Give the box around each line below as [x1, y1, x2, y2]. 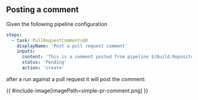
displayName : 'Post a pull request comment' [16, 43, 128, 49]
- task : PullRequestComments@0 [11, 37, 88, 43]
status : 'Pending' [21, 59, 67, 66]
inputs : [16, 49, 35, 54]
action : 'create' [21, 65, 65, 71]
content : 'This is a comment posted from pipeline [21, 54, 149, 60]
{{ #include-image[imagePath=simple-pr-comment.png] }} [6, 87, 148, 94]
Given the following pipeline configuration [6, 20, 108, 27]
